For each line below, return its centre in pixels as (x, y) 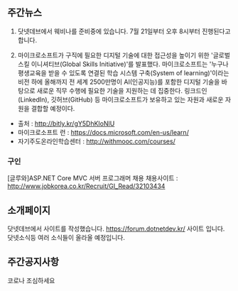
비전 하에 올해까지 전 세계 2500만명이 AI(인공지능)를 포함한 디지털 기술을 (119, 82)
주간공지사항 (33, 262)
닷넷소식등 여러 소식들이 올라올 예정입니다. (66, 237)
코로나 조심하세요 (31, 280)
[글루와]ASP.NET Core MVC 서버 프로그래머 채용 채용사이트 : (93, 178)
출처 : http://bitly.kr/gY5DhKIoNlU (66, 123)
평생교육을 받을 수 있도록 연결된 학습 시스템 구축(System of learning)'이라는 (123, 72)
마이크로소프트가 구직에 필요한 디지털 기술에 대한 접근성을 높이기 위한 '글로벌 (124, 55)
